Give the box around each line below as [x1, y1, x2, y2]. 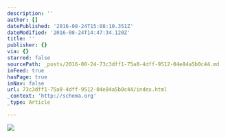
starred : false [7, 55, 51, 61]
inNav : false [7, 80, 45, 87]
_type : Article [7, 99, 51, 106]
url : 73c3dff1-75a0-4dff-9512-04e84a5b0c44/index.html [7, 86, 168, 93]
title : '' [7, 36, 36, 42]
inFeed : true [7, 67, 45, 74]
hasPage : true [7, 73, 48, 81]
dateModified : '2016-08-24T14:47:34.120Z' [7, 29, 131, 36]
